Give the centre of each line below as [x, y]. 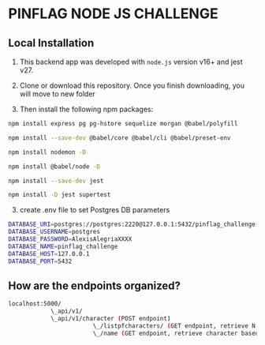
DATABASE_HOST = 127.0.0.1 [49, 253]
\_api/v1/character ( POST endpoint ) [110, 319]
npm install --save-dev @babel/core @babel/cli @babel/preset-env [119, 138]
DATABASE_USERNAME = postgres [54, 232]
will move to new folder [58, 94]
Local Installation [51, 43]
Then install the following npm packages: [86, 109]
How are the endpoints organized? [95, 285]
